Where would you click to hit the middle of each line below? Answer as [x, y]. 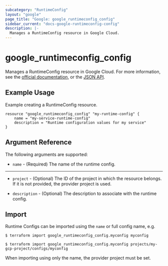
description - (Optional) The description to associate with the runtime [84, 193]
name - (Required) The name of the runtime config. [64, 164]
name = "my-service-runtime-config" [52, 118]
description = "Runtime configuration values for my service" [80, 122]
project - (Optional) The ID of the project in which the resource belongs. [87, 178]
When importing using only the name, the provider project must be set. [78, 258]
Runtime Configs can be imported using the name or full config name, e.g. [80, 226]
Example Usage [30, 93]
